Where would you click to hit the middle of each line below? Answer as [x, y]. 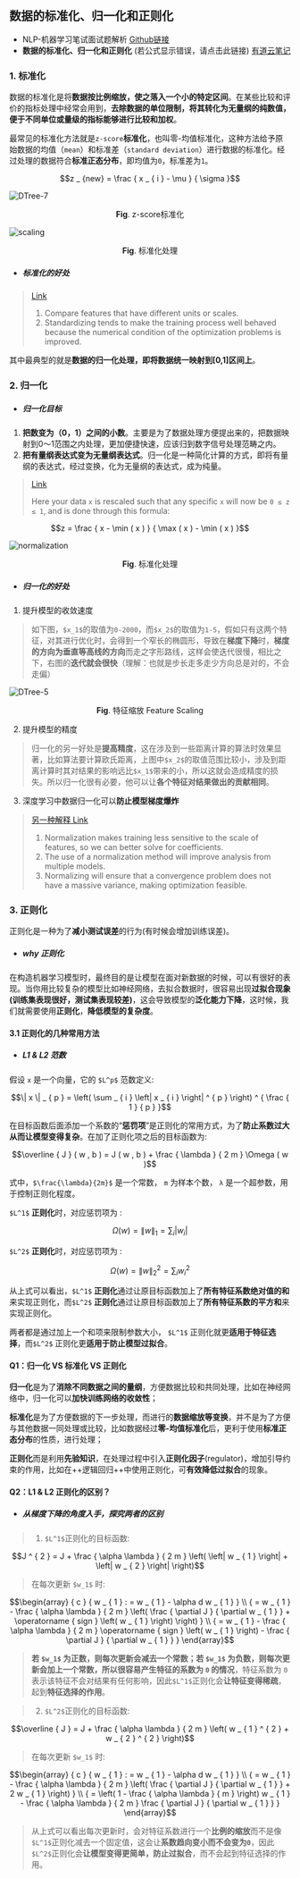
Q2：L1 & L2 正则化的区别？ [60, 1492]
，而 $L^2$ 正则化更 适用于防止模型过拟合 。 [95, 1343]
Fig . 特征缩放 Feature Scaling [150, 710]
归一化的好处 [46, 586]
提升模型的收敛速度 [58, 610]
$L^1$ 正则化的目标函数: [87, 1538]
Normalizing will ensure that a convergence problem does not [158, 875]
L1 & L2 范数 [44, 1055]
